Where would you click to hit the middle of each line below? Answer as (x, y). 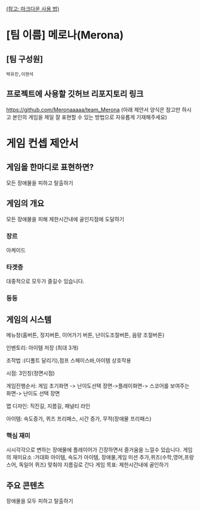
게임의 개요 (25, 204)
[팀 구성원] (25, 59)
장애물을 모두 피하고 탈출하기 (40, 501)
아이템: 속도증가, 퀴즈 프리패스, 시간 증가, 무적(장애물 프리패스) (79, 419)
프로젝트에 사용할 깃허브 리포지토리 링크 (75, 94)
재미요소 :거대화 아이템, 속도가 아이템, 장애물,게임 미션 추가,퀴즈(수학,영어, (98, 457)
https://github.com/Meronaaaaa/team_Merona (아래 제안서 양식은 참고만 (93, 109)
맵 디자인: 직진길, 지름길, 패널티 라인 (48, 406)
